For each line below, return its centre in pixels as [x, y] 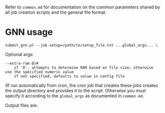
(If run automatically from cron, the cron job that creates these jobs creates [82, 85]
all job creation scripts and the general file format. [56, 12]
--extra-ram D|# [22, 63]
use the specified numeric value [40, 72]
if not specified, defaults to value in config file [69, 76]
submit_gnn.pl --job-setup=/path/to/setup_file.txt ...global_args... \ [82, 45]
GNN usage [29, 32]
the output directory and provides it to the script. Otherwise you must [76, 90]
